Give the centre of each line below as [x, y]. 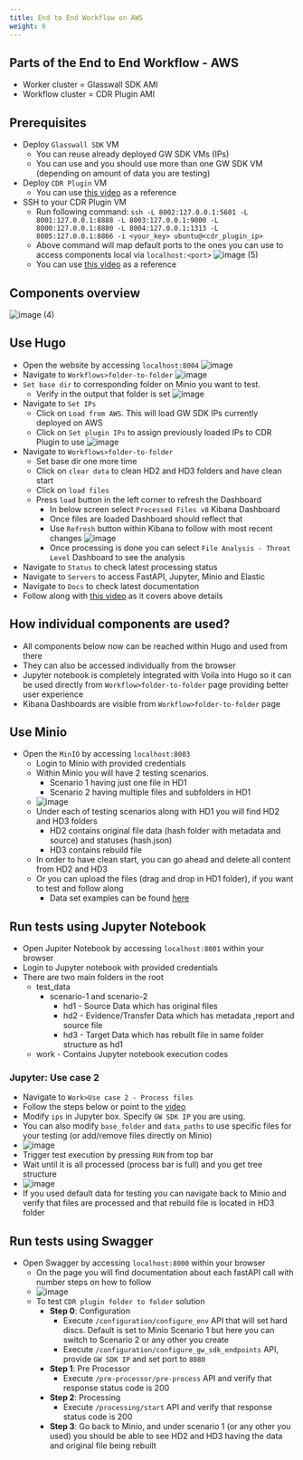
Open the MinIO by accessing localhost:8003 [106, 754]
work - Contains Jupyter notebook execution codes [132, 1054]
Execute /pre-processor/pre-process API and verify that [167, 1379]
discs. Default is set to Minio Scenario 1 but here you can [169, 1331]
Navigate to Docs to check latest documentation [111, 586]
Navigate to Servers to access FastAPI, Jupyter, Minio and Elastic [144, 577]
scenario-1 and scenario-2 [99, 997]
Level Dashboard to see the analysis [117, 557]
